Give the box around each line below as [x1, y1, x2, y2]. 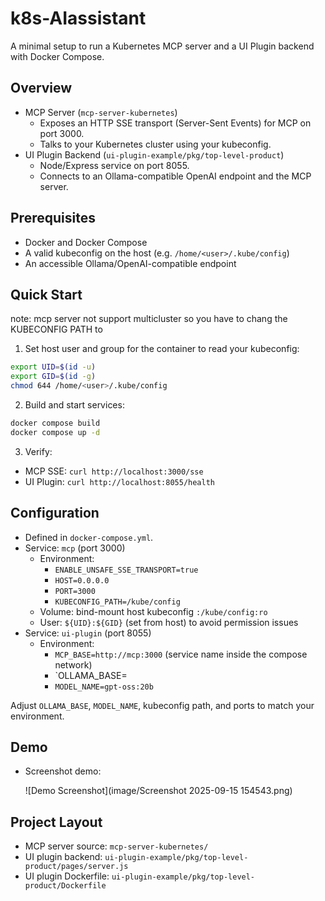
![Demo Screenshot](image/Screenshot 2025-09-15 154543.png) [24, 785, 293, 797]
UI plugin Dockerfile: [24, 870, 110, 882]
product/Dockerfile [24, 881, 107, 891]
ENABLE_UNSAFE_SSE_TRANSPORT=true [54, 565, 199, 575]
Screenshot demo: [24, 765, 102, 777]
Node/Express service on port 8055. [39, 159, 190, 171]
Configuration [10, 505, 100, 522]
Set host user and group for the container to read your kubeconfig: [24, 343, 300, 355]
